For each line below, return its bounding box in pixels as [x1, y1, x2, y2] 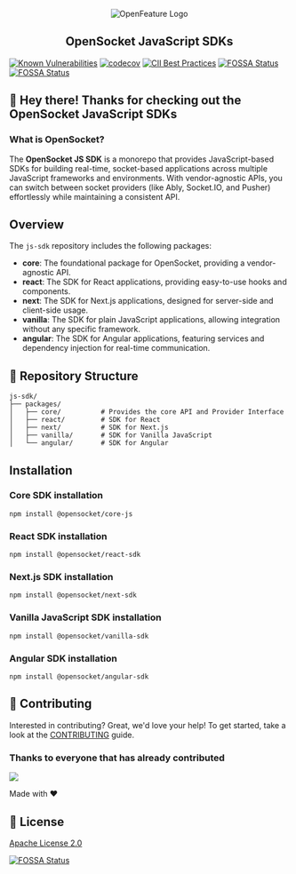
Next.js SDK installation [9, 571, 114, 584]
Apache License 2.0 [9, 838, 83, 848]
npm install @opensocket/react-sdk [9, 551, 141, 560]
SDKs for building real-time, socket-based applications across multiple [9, 163, 268, 173]
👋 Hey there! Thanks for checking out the [9, 93, 242, 108]
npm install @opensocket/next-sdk [9, 591, 138, 600]
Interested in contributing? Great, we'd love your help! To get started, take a [9, 719, 286, 730]
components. [21, 286, 71, 297]
